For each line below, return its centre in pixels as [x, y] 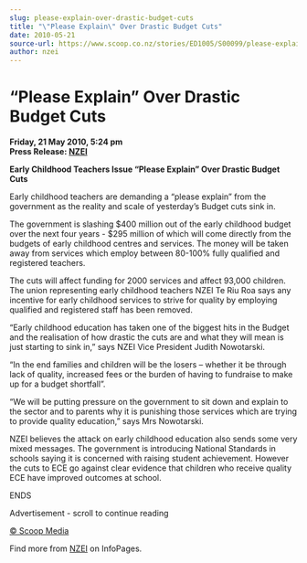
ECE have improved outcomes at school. [85, 478]
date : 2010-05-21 [42, 35]
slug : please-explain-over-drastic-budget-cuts [102, 18]
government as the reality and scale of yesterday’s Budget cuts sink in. [143, 207]
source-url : [32, 43]
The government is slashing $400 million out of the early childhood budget [150, 224]
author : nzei [34, 52]
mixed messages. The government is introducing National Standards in [143, 449]
